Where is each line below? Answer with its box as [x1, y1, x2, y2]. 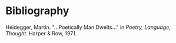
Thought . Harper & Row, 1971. [5, 29, 77, 37]
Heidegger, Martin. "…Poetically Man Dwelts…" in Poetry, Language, [5, 24, 171, 31]
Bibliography [5, 4, 69, 18]
